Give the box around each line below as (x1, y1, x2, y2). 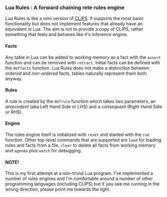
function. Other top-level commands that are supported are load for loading (5, 137, 161, 143)
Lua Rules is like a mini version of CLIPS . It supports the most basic (5, 16, 144, 22)
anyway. (5, 75, 23, 81)
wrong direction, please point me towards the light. (5, 186, 110, 192)
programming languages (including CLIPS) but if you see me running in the (5, 181, 159, 187)
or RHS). (5, 109, 23, 115)
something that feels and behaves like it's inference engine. (5, 32, 128, 38)
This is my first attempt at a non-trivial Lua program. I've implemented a (5, 170, 153, 176)
